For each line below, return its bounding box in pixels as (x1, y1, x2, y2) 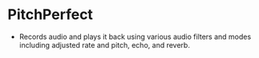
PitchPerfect (7, 6, 94, 24)
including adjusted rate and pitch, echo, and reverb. (18, 40, 190, 49)
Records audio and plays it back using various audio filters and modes (18, 32, 252, 41)
